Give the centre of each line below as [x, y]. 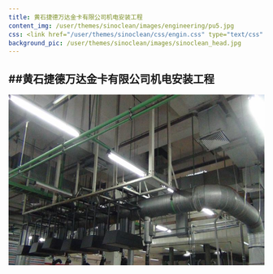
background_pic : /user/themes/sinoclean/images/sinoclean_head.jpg [125, 43]
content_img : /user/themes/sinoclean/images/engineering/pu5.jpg [121, 26]
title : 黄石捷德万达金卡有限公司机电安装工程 [76, 17]
